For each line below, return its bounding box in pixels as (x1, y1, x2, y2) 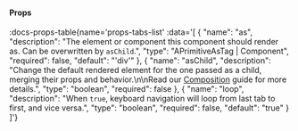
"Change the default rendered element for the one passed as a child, (9, 65, 262, 76)
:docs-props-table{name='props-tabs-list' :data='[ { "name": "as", (9, 27, 252, 37)
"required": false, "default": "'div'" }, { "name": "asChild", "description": (9, 55, 271, 66)
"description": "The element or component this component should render (9, 37, 279, 47)
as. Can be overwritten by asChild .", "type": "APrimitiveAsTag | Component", (9, 45, 290, 57)
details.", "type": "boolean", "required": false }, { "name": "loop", (9, 84, 244, 94)
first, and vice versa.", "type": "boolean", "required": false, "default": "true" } (9, 102, 290, 113)
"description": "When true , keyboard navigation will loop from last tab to (9, 94, 276, 104)
